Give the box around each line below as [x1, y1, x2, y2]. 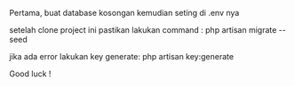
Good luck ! [9, 68, 52, 79]
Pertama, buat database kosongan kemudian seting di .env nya [9, 8, 240, 18]
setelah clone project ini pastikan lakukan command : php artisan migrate [9, 25, 277, 35]
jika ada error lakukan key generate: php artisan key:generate [9, 51, 234, 61]
